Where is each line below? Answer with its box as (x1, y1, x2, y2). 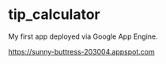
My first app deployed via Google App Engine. (8, 32, 158, 41)
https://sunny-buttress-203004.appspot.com (8, 47, 156, 56)
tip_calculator (8, 6, 100, 24)
